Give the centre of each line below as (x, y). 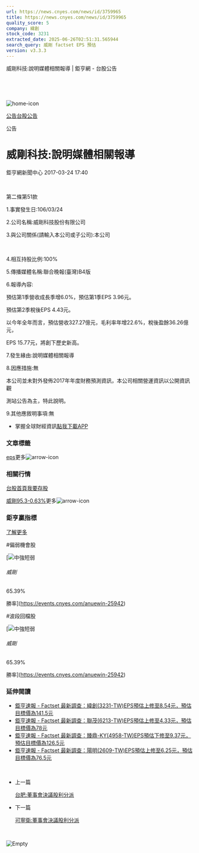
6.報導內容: (20, 284)
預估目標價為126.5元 (40, 743)
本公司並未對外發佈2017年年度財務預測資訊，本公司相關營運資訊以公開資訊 (98, 380)
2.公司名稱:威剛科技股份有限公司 (46, 222)
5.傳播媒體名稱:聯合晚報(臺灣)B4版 (49, 272)
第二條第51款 (22, 196)
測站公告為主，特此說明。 (38, 401)
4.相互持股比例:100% (32, 259)
